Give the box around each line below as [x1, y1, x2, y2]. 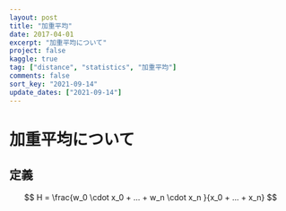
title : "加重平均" [9, 21, 74, 30]
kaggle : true [9, 55, 58, 63]
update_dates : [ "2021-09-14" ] [9, 88, 123, 97]
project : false [9, 46, 66, 55]
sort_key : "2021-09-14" [9, 80, 99, 89]
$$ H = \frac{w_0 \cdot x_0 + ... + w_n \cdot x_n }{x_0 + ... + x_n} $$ [23, 191, 278, 202]
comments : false [9, 72, 70, 80]
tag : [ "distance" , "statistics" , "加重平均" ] [9, 63, 178, 72]
